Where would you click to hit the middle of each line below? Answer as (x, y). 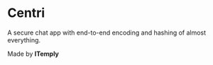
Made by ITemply (33, 54)
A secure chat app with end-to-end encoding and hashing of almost (107, 32)
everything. (24, 40)
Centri (26, 13)
